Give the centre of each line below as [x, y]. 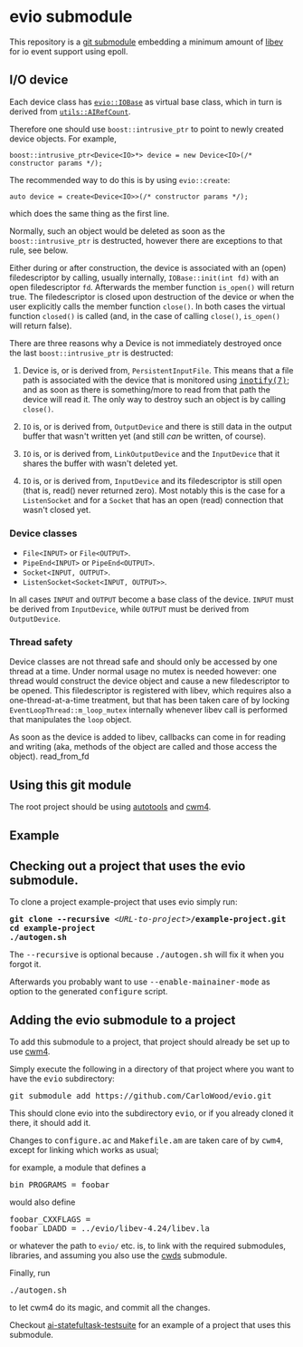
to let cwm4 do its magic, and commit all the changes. [110, 1308]
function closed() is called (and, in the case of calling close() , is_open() [145, 315]
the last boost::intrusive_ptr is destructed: [91, 353]
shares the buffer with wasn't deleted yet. [100, 463]
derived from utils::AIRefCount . [70, 111]
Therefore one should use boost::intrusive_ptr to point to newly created [147, 129]
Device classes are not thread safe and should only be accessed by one [143, 662]
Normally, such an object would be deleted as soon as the [118, 231]
